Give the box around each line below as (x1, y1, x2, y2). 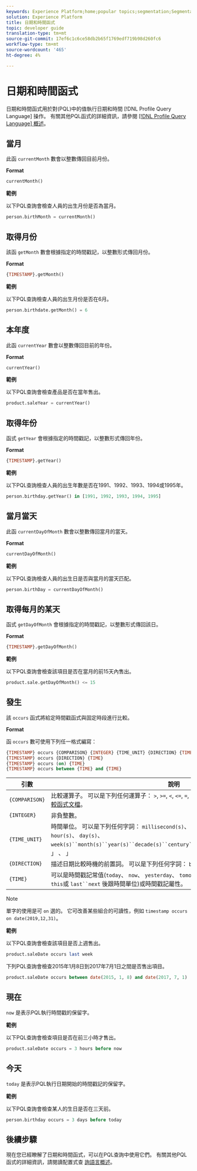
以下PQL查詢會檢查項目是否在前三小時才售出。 (6, 1034, 119, 1041)
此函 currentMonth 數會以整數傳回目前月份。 (6, 155, 113, 162)
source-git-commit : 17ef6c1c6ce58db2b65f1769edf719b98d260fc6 (6, 36, 161, 42)
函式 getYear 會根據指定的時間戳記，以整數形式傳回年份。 (6, 435, 145, 442)
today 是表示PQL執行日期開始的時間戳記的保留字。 (6, 1080, 129, 1087)
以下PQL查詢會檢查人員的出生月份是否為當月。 (6, 202, 119, 209)
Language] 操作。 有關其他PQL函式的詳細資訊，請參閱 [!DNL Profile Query (6, 112, 186, 119)
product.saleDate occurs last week (6, 951, 93, 958)
